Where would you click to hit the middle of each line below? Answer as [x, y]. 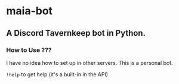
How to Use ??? [29, 50]
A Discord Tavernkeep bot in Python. [76, 33]
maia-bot [29, 11]
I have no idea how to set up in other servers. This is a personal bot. [89, 63]
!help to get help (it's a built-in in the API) [57, 74]
